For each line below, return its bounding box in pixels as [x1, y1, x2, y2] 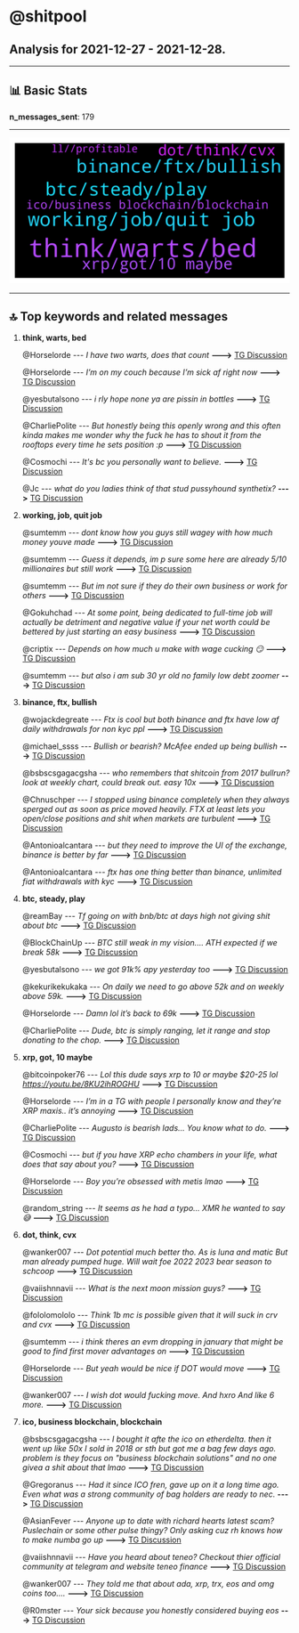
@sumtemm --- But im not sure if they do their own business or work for [21, 581, 287, 591]
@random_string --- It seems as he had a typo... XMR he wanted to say [21, 1203, 286, 1214]
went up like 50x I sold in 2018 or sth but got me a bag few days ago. [21, 1443, 277, 1454]
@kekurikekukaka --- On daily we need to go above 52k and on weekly [21, 981, 285, 992]
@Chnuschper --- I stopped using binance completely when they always [21, 794, 290, 805]
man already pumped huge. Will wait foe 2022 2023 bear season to [21, 1256, 272, 1267]
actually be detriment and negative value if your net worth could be [21, 617, 271, 628]
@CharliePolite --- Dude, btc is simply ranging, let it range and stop [21, 1026, 271, 1036]
